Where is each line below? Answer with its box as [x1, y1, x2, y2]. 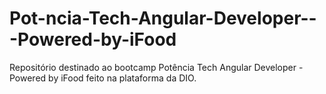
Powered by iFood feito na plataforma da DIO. [9, 72, 197, 84]
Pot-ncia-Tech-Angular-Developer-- [9, 7, 317, 30]
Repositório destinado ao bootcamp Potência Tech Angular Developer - [9, 61, 304, 73]
